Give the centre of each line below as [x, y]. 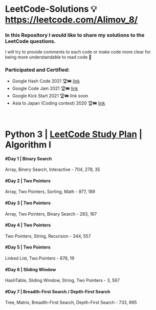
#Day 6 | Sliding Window [31, 269]
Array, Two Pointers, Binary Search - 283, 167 [51, 214]
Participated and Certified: [37, 70]
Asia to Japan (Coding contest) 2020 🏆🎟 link [59, 103]
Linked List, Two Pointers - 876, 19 [40, 258]
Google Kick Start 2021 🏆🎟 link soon [50, 96]
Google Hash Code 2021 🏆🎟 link [46, 81]
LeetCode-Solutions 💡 [51, 9]
